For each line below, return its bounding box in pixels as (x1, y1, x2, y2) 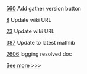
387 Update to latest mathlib (6, 39, 76, 46)
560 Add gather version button (6, 5, 82, 12)
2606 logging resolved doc (6, 51, 72, 58)
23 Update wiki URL (6, 28, 55, 35)
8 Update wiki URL (6, 16, 51, 23)
